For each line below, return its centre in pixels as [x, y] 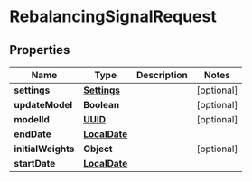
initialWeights [44, 149]
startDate [35, 163]
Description [162, 75]
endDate [33, 134]
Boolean [101, 105]
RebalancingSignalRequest [113, 17]
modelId [32, 119]
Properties [40, 50]
